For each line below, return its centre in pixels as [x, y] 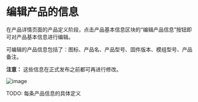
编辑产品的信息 [43, 12]
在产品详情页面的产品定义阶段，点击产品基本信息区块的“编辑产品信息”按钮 [97, 29]
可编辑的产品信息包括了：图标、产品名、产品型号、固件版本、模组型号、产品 [99, 49]
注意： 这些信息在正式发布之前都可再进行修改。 [64, 69]
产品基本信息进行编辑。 [45, 37]
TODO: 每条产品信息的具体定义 [44, 93]
